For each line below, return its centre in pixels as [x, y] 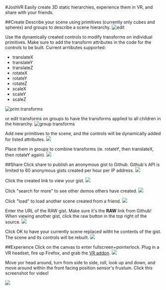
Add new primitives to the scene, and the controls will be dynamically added [83, 133]
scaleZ [19, 99]
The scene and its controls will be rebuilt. [47, 237]
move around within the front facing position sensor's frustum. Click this [79, 268]
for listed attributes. [25, 139]
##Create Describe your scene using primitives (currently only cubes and [80, 22]
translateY [23, 62]
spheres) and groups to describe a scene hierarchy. [58, 27]
